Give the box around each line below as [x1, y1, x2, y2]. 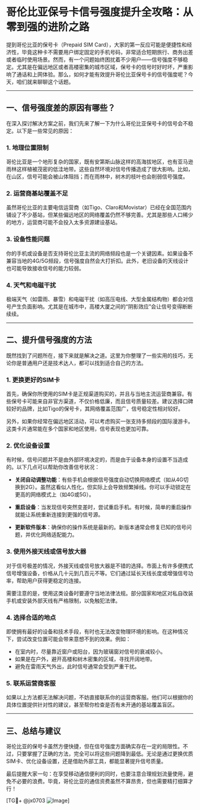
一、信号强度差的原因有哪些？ [6, 103, 116, 113]
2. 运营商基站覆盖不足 [6, 189, 68, 197]
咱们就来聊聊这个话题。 [16, 78, 74, 85]
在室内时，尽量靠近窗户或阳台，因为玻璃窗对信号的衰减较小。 [14, 648, 166, 655]
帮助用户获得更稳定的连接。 [16, 577, 84, 584]
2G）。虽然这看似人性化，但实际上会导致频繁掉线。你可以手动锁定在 [25, 484, 191, 491]
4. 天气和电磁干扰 [6, 280, 56, 289]
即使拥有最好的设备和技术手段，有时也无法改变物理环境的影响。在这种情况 [6, 628, 188, 635]
